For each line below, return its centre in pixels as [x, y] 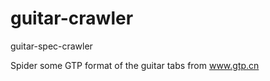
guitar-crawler [72, 18]
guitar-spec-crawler [51, 46]
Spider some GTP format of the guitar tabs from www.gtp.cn [135, 65]
